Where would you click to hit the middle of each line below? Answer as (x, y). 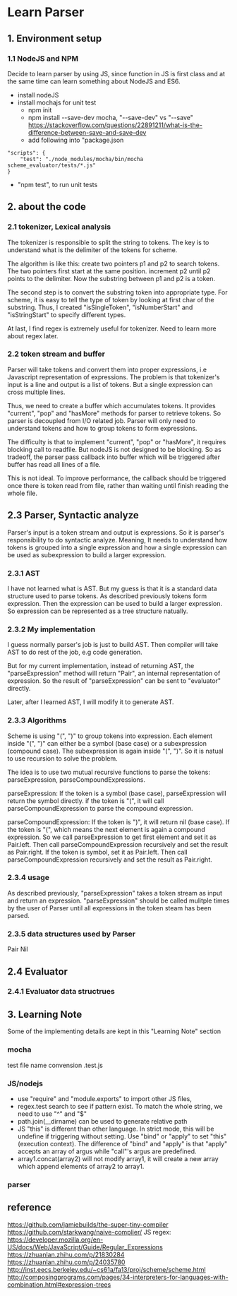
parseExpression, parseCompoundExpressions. (77, 779)
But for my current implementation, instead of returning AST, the (101, 666)
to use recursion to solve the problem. (62, 758)
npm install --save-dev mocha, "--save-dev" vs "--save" (111, 117)
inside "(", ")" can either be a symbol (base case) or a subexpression (107, 743)
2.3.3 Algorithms (37, 720)
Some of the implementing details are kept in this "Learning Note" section (114, 1031)
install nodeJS (38, 95)
